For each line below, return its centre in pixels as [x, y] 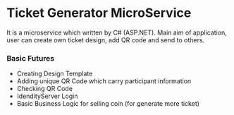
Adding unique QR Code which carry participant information [104, 81]
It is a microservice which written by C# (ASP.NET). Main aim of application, [117, 32]
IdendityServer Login [47, 96]
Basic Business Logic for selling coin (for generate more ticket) [108, 104]
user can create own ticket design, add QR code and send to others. [106, 40]
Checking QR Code [45, 89]
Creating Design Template [55, 74]
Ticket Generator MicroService [99, 13]
